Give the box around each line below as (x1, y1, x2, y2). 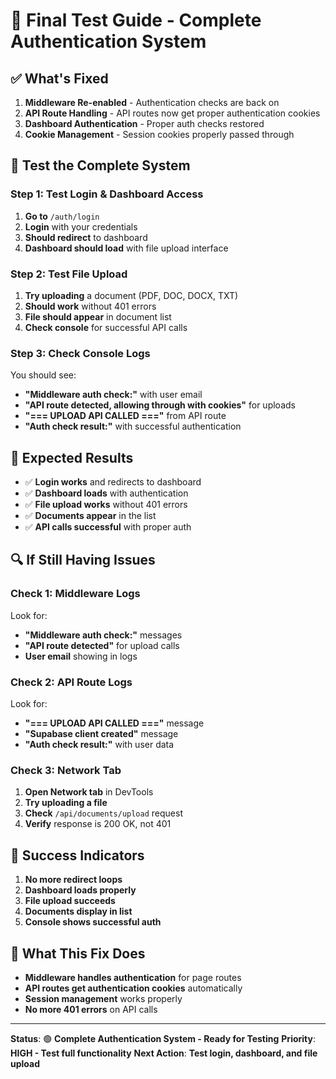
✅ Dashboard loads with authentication (24, 487, 189, 499)
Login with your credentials (24, 220, 138, 233)
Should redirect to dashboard (24, 231, 148, 243)
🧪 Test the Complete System (10, 157, 191, 174)
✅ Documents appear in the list (24, 510, 157, 522)
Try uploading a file (24, 797, 108, 809)
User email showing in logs (24, 650, 138, 662)
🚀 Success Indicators (10, 847, 145, 864)
